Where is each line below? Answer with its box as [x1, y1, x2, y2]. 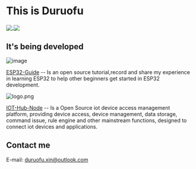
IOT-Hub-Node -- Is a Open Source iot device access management [6, 104, 170, 111]
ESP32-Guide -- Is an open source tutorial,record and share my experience [6, 68, 190, 75]
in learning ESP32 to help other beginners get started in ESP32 [6, 75, 160, 82]
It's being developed [6, 42, 84, 52]
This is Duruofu [6, 4, 84, 18]
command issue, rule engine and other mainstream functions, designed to [6, 117, 187, 124]
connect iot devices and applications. [6, 123, 98, 130]
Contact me [6, 141, 50, 151]
